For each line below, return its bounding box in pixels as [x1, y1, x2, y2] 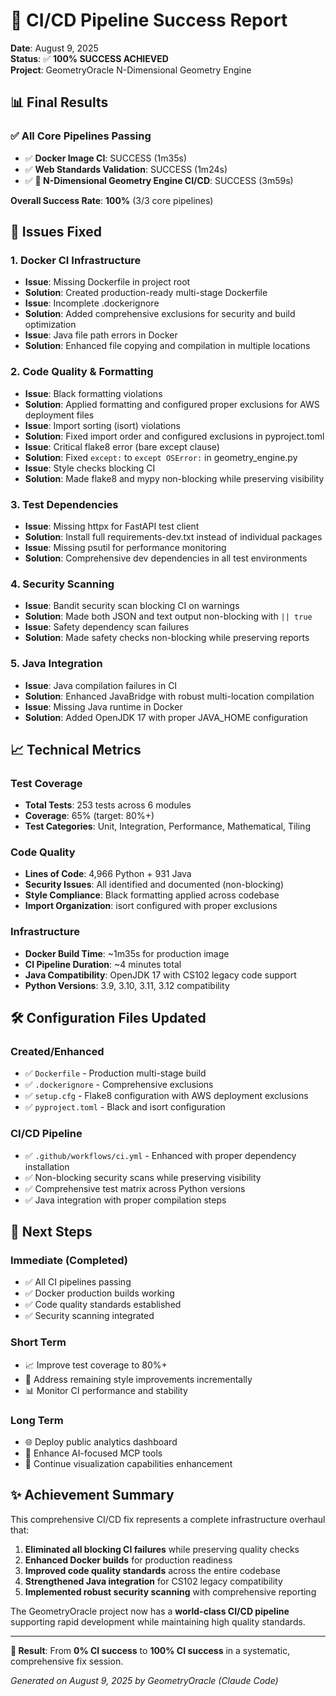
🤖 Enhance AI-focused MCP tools [24, 1447, 163, 1459]
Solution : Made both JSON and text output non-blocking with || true [24, 610, 313, 623]
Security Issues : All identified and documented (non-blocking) [24, 879, 285, 891]
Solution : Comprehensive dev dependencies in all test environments [24, 552, 308, 564]
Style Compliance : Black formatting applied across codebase [24, 889, 280, 901]
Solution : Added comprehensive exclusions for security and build [24, 308, 296, 320]
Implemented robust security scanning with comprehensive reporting [24, 1585, 317, 1598]
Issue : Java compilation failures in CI [24, 679, 178, 691]
